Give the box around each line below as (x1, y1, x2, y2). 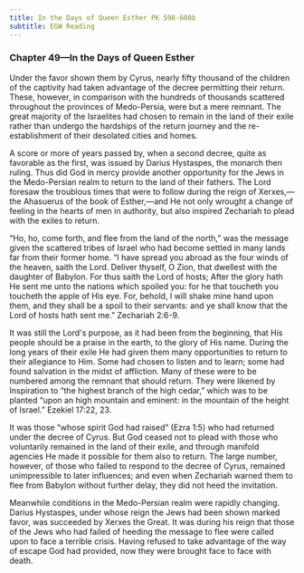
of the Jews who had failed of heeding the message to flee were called (9, 526, 274, 537)
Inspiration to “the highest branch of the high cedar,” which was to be (9, 384, 269, 395)
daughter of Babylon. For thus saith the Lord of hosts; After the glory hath (9, 271, 283, 282)
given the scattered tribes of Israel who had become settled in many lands (9, 242, 286, 253)
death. (9, 555, 33, 566)
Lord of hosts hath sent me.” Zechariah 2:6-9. (9, 309, 180, 320)
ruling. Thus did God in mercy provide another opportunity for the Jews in (9, 167, 285, 178)
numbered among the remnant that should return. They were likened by (9, 375, 276, 386)
